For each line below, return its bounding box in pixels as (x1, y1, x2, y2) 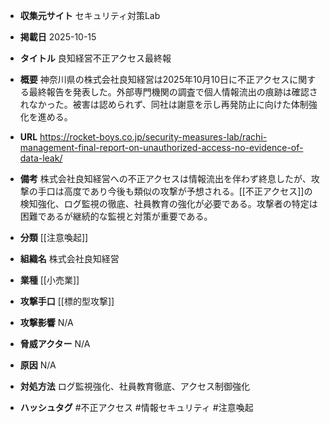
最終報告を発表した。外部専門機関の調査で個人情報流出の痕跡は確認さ (28, 86, 318, 98)
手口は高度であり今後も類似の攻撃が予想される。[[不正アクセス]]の (37, 185, 313, 197)
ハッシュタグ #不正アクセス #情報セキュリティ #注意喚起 (19, 402, 254, 413)
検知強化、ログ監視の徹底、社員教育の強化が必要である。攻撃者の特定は (19, 198, 318, 209)
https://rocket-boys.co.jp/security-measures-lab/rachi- (39, 131, 268, 143)
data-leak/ (19, 152, 63, 164)
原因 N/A (19, 359, 57, 371)
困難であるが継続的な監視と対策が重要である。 (19, 210, 213, 222)
